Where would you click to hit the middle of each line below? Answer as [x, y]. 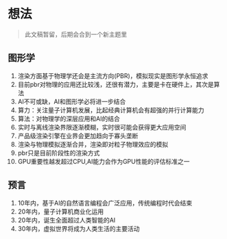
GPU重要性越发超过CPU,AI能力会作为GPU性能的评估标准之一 [104, 161]
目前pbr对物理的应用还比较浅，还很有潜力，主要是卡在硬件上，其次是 [116, 84]
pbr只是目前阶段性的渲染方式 [59, 153]
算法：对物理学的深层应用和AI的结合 [69, 118]
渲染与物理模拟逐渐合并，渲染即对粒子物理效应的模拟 [93, 144]
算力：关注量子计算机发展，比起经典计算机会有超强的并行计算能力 [111, 110]
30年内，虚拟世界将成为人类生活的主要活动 [79, 228]
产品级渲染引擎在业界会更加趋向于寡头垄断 [78, 136]
